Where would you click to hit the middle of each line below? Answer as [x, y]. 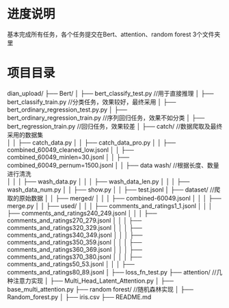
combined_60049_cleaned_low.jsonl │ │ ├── [71, 150]
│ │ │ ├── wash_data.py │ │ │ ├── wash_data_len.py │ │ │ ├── [98, 181]
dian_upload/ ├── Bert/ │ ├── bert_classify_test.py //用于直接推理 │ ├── [110, 93]
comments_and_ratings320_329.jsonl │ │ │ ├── [75, 227]
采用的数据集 [25, 135]
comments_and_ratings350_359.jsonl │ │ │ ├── [75, 242]
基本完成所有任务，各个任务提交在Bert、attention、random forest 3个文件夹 [114, 34]
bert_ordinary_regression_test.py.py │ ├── [67, 110]
